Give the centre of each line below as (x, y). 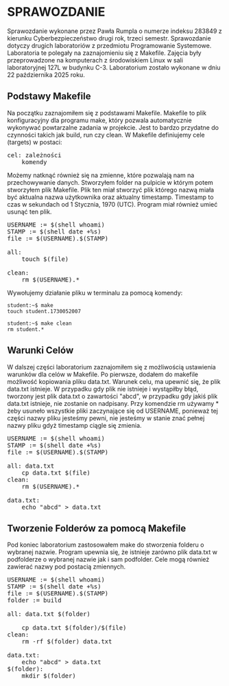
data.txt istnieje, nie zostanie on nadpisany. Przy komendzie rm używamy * (113, 403)
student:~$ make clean (39, 323)
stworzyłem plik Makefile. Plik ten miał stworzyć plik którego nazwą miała (111, 190)
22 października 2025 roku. (46, 75)
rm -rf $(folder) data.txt (67, 642)
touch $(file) (45, 259)
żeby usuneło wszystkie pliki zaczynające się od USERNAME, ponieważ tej (112, 411)
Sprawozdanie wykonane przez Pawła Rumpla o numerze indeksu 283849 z (115, 31)
